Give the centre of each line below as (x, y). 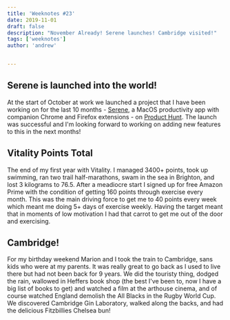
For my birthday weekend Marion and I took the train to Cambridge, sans (110, 259)
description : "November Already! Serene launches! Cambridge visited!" (112, 33)
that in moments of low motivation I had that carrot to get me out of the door (115, 214)
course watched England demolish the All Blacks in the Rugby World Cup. (112, 296)
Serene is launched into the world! (82, 86)
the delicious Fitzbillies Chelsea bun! (59, 310)
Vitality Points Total (50, 153)
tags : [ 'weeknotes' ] (37, 39)
